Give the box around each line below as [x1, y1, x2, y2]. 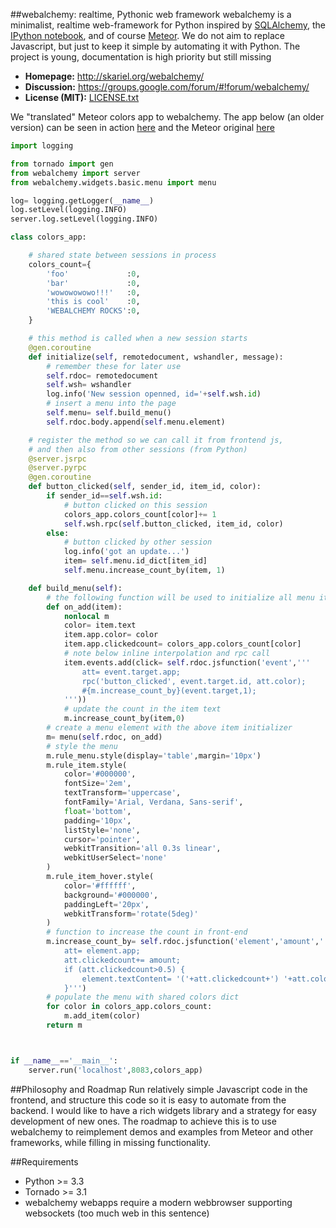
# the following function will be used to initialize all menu [46, 592, 315, 603]
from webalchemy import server [10, 168, 141, 178]
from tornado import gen [10, 159, 114, 169]
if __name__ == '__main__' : [10, 1055, 118, 1066]
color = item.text [63, 620, 137, 631]
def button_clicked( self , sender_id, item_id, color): [28, 482, 262, 492]
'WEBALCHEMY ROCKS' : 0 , [46, 306, 141, 316]
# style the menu [46, 741, 118, 751]
